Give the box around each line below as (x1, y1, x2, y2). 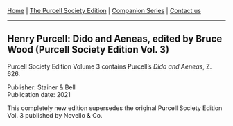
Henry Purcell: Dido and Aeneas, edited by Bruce (7, 33, 223, 45)
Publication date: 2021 (7, 90, 71, 98)
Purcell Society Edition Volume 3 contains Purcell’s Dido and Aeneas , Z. (7, 62, 212, 71)
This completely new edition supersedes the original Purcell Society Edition (7, 104, 223, 112)
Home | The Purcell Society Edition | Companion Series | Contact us (7, 7, 201, 15)
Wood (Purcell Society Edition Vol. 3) (7, 44, 170, 55)
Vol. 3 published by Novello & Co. (7, 111, 103, 119)
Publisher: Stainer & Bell (7, 83, 76, 91)
